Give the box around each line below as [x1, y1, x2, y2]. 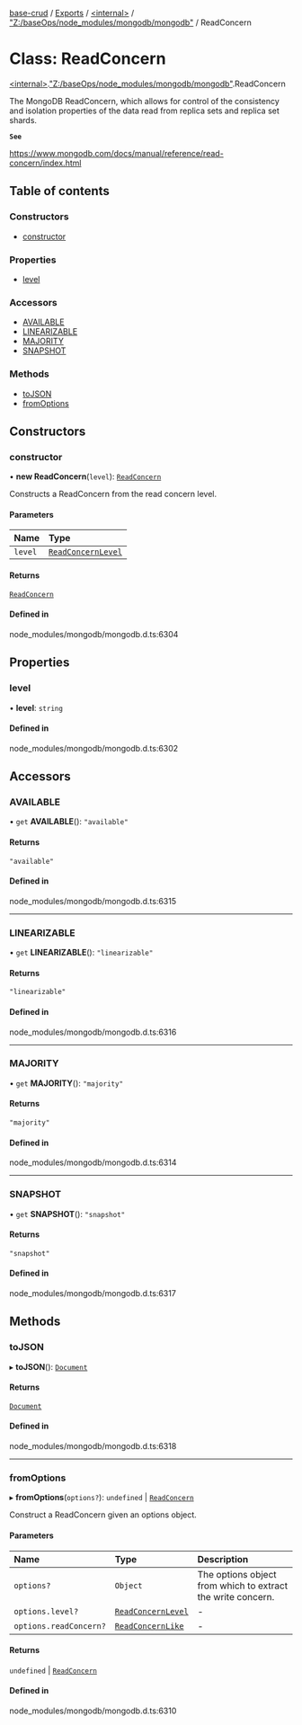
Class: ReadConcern [9, 49, 166, 69]
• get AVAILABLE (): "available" [9, 816, 129, 827]
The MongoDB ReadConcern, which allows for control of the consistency [9, 95, 280, 106]
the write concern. [197, 1590, 275, 1603]
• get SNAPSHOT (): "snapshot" [9, 1208, 126, 1219]
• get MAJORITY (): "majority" [9, 1078, 124, 1089]
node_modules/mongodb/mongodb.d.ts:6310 [9, 1705, 177, 1716]
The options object [197, 1568, 277, 1580]
